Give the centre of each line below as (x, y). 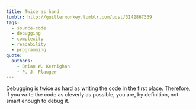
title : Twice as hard (33, 11)
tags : (13, 22)
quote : (14, 55)
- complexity (28, 39)
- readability (29, 45)
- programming (29, 50)
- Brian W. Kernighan (43, 66)
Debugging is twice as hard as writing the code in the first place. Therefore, (98, 88)
